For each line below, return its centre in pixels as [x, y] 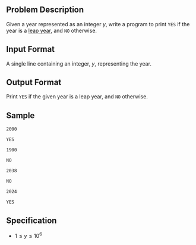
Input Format [31, 49]
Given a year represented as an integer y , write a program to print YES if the [98, 24]
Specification [31, 220]
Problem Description [45, 10]
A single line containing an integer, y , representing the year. [79, 63]
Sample [20, 115]
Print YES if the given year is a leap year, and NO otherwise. [77, 97]
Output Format [34, 83]
